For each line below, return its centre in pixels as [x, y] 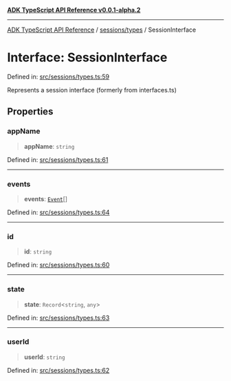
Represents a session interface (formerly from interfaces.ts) [92, 90]
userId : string [44, 357]
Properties [30, 112]
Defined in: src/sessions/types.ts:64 [58, 212]
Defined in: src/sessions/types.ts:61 [58, 159]
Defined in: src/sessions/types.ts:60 [58, 265]
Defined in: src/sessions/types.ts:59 [58, 76]
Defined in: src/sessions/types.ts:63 [58, 318]
